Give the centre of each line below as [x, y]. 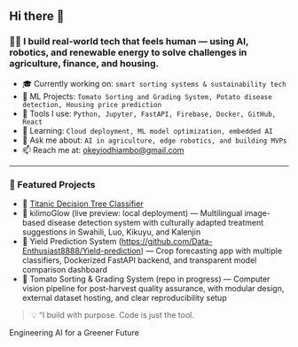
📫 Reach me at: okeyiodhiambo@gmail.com [103, 150]
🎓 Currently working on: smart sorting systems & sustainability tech [154, 83]
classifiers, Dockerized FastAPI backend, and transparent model [139, 260]
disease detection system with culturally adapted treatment [156, 222]
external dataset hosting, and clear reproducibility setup [125, 297]
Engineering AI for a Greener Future [74, 332]
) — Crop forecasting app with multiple [211, 251]
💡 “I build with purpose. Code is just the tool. [113, 314]
